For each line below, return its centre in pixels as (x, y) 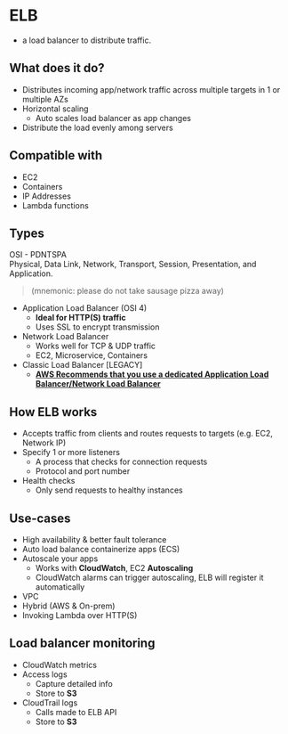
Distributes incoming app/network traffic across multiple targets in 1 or (151, 89)
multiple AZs (45, 99)
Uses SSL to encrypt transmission (97, 327)
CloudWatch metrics (60, 665)
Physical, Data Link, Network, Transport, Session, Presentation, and (133, 265)
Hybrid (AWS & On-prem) (68, 606)
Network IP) (44, 443)
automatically (60, 587)
